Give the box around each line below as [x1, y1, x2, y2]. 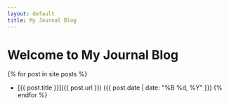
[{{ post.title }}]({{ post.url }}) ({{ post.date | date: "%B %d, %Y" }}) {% [17, 83, 223, 92]
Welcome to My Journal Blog [7, 47, 179, 63]
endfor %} [17, 91, 48, 99]
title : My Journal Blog [7, 17, 77, 24]
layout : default [7, 10, 55, 17]
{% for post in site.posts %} [7, 70, 88, 78]
